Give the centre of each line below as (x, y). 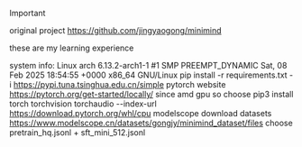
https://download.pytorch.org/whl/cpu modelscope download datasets (141, 113)
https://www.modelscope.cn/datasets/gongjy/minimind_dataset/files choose (151, 123)
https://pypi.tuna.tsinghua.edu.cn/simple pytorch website (119, 84)
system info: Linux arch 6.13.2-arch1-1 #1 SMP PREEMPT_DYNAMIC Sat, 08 (148, 65)
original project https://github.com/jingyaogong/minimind (116, 30)
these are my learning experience (72, 48)
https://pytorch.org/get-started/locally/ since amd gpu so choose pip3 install (151, 94)
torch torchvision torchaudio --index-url (83, 104)
